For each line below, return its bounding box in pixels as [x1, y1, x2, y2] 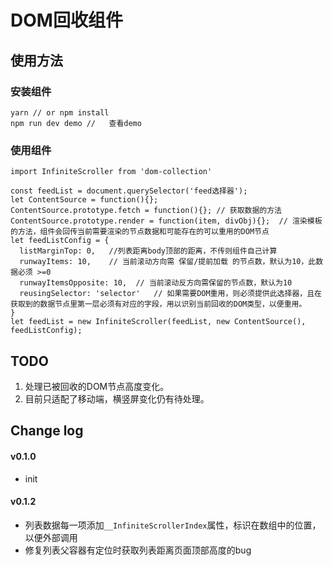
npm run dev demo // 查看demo [10, 118, 142, 128]
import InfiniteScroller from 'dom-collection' [10, 167, 213, 177]
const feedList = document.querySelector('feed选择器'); [10, 186, 248, 196]
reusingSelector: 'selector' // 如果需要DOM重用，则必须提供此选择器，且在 [19, 289, 322, 299]
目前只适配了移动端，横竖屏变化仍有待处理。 [24, 392, 210, 405]
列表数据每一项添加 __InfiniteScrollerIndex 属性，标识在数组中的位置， [24, 519, 322, 531]
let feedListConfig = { [10, 236, 110, 246]
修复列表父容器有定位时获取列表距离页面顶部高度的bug [24, 544, 252, 556]
